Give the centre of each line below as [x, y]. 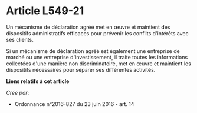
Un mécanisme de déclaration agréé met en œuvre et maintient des [88, 27]
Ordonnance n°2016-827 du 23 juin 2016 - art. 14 [74, 104]
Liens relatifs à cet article [38, 81]
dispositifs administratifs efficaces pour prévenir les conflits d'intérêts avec [97, 33]
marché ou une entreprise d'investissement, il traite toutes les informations [97, 57]
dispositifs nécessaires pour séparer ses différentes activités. [81, 69]
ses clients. [20, 39]
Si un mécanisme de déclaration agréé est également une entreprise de [93, 51]
